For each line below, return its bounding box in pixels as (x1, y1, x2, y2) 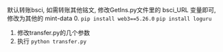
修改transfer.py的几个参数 (16, 29, 91, 36)
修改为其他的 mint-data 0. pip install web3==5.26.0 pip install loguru (7, 14, 212, 22)
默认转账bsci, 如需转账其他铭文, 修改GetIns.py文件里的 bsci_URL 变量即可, (7, 6, 216, 14)
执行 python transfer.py (16, 37, 87, 45)
